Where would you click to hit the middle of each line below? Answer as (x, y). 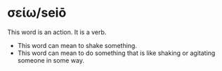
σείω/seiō (37, 13)
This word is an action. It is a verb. (57, 32)
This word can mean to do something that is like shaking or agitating (116, 53)
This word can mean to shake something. (77, 45)
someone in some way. (51, 60)
